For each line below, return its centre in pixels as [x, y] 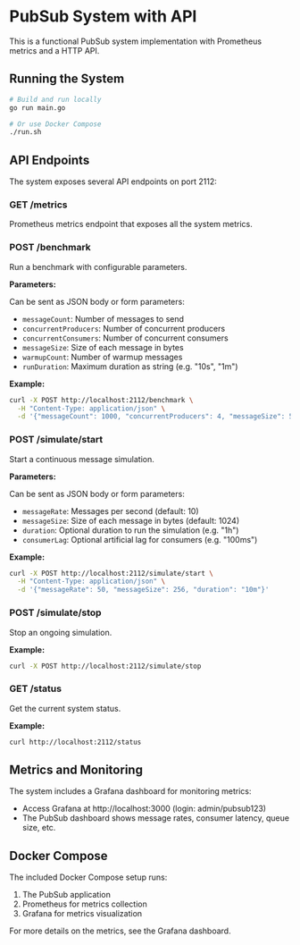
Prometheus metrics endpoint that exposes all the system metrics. [131, 224]
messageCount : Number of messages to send [103, 318]
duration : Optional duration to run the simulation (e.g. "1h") [130, 530]
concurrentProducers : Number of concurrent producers [124, 328]
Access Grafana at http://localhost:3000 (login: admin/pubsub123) [144, 809]
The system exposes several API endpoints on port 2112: [113, 181]
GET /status [36, 688]
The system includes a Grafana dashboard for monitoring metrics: [130, 791]
